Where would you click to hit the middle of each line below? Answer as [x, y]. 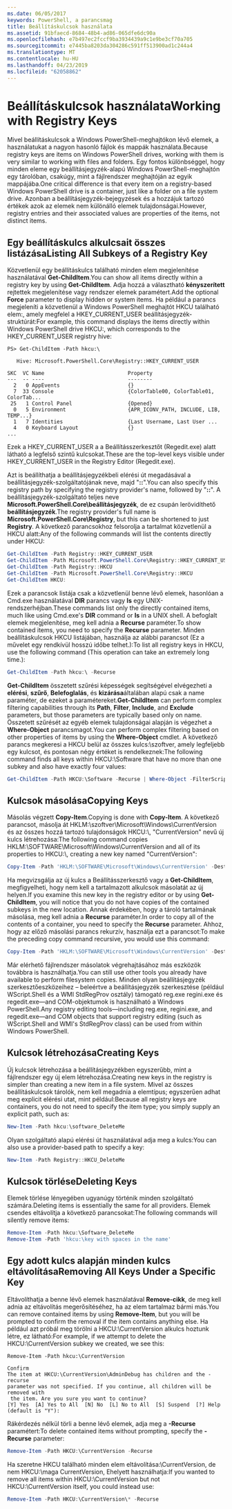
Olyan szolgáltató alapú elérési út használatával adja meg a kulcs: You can [112, 1140]
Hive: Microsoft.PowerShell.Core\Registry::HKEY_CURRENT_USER [107, 361]
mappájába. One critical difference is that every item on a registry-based [109, 184]
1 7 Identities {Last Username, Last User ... [115, 422]
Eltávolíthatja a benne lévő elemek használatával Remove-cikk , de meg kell [114, 1299]
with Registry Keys [62, 120]
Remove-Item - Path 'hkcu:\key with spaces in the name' [89, 1239]
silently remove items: [38, 1220]
